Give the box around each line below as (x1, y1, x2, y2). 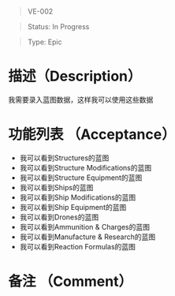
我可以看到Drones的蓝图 (19, 212, 99, 222)
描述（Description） (8, 67, 142, 85)
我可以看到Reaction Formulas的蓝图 (19, 242, 136, 251)
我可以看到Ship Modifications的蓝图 (19, 193, 136, 202)
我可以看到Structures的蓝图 (19, 153, 110, 163)
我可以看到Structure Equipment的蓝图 (19, 173, 143, 182)
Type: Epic (27, 37, 62, 47)
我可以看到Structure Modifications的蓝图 (19, 163, 152, 172)
